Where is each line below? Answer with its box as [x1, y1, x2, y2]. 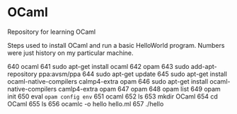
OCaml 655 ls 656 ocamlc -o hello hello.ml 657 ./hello [7, 99, 164, 108]
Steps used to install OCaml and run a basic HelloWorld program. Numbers [7, 41, 225, 49]
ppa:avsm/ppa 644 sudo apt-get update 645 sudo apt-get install [38, 70, 228, 78]
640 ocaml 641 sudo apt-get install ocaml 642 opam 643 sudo [7, 62, 190, 70]
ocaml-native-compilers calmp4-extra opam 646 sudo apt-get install [7, 77, 209, 85]
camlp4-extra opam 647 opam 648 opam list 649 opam [58, 84, 221, 93]
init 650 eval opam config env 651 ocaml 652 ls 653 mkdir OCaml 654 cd [7, 92, 218, 101]
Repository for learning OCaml [7, 27, 96, 36]
